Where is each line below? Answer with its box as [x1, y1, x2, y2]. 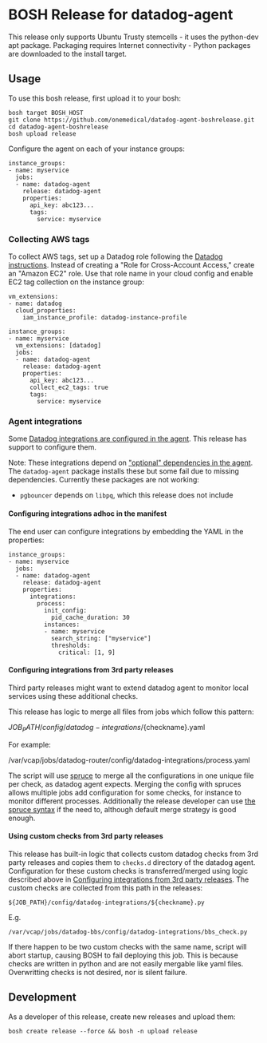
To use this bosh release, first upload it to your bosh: [8, 93, 182, 103]
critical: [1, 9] [58, 648, 116, 656]
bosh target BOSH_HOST [8, 109, 84, 117]
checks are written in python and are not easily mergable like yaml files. [8, 958, 244, 968]
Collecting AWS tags [8, 233, 90, 244]
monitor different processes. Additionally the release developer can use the [8, 796, 256, 806]
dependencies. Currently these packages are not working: [8, 475, 199, 485]
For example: [8, 740, 52, 749]
